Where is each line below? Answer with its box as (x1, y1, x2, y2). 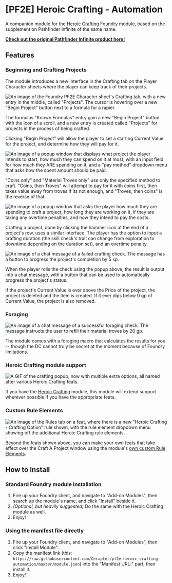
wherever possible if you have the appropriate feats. (5, 394, 116, 400)
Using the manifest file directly (5, 527, 84, 534)
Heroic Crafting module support (5, 361, 86, 369)
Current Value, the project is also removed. (5, 298, 96, 304)
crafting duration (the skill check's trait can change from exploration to (5, 235, 155, 241)
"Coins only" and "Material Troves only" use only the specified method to (5, 177, 161, 183)
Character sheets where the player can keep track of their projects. (5, 83, 147, 89)
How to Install (5, 465, 50, 474)
